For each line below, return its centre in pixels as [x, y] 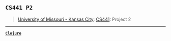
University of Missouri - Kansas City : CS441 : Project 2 [74, 19]
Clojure [13, 33]
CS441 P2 [19, 8]
